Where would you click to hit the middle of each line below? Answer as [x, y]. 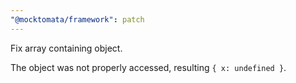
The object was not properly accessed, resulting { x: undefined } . [148, 67]
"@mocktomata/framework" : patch [77, 19]
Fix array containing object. [66, 48]
